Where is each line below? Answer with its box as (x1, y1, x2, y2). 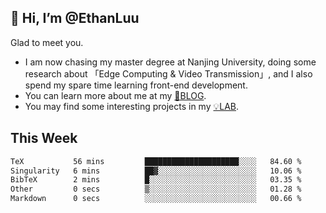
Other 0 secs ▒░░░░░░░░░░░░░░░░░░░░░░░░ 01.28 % (10, 184, 302, 195)
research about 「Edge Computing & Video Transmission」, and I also (24, 67, 313, 80)
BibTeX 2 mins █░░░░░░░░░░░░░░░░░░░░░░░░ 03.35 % (10, 175, 302, 185)
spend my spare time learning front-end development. (24, 79, 248, 91)
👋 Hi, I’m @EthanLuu (10, 10, 140, 27)
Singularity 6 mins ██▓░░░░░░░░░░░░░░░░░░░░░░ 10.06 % (10, 166, 302, 176)
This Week (10, 130, 78, 147)
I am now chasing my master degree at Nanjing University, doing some (24, 56, 317, 68)
